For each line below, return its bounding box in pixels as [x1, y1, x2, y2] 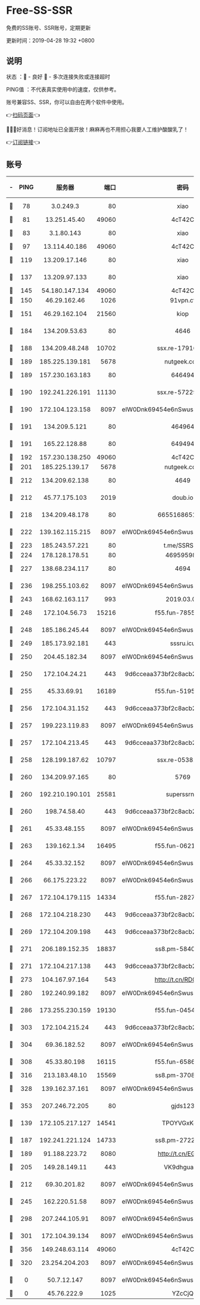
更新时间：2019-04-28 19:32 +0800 [6, 36, 95, 44]
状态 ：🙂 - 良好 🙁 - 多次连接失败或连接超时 [6, 73, 110, 80]
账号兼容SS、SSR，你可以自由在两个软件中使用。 [6, 98, 127, 105]
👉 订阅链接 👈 [6, 138, 40, 145]
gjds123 [170, 1101, 195, 1110]
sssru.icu [170, 639, 196, 647]
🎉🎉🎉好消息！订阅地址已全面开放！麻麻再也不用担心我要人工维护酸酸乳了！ [6, 126, 189, 133]
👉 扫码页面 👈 [6, 111, 40, 118]
